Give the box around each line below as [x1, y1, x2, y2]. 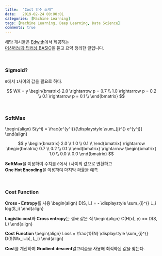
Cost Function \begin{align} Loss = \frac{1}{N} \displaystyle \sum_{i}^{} [5, 231, 149, 237]
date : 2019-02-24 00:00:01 [5, 12, 64, 16]
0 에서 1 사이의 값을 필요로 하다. [5, 79, 63, 84]
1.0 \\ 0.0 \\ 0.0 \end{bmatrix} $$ [49, 151, 114, 157]
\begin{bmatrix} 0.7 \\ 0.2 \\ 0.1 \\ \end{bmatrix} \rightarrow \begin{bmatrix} [6, 145, 157, 151]
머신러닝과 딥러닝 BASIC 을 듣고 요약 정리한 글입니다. [5, 45, 105, 51]
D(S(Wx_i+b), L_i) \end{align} [5, 236, 64, 241]
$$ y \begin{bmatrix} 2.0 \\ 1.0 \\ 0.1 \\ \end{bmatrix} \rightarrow [17, 140, 146, 146]
